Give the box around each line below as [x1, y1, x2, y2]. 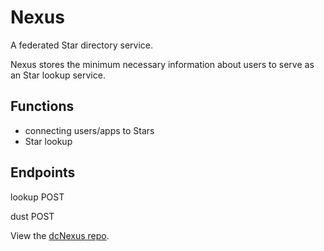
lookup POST [10, 191, 65, 203]
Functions [10, 98, 75, 115]
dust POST [10, 210, 55, 222]
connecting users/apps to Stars [24, 124, 155, 136]
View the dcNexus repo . [10, 229, 110, 241]
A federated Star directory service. [10, 39, 153, 51]
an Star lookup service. [10, 69, 106, 81]
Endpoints [10, 164, 76, 181]
